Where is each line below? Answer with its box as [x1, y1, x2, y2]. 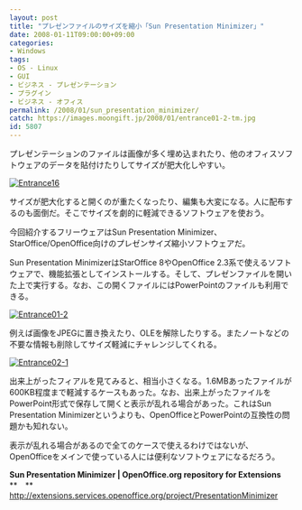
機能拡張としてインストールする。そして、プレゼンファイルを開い [48, 268, 293, 279]
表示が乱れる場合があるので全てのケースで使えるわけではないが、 [9, 440, 254, 450]
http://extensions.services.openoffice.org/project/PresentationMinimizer [9, 490, 279, 501]
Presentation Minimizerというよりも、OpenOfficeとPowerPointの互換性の [9, 410, 282, 420]
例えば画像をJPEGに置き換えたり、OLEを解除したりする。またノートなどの [9, 328, 290, 338]
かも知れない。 [16, 421, 73, 431]
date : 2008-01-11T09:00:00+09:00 [9, 30, 135, 39]
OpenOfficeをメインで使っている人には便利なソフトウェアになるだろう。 [9, 451, 280, 461]
